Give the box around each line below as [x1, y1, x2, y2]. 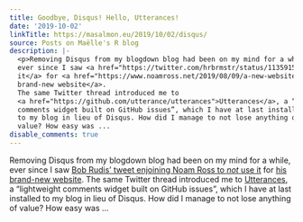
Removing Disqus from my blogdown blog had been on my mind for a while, [9, 155, 291, 165]
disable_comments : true [9, 130, 99, 139]
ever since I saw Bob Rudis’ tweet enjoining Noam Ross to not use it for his [9, 164, 287, 175]
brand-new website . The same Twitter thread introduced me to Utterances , [9, 173, 289, 184]
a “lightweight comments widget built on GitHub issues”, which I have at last [9, 183, 291, 194]
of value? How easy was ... [9, 202, 110, 213]
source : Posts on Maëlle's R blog [9, 38, 140, 48]
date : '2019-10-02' [9, 22, 83, 31]
